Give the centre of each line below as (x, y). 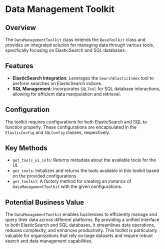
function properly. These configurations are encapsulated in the (71, 127)
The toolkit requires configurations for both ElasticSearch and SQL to (76, 121)
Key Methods (26, 148)
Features (19, 66)
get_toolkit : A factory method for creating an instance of (72, 181)
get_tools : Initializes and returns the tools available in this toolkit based (86, 170)
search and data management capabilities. (49, 241)
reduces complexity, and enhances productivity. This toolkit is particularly (81, 230)
